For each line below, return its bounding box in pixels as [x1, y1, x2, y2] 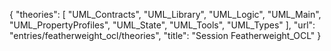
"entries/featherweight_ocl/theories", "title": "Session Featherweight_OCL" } [9, 30, 322, 41]
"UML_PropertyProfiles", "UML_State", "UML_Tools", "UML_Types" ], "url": [9, 19, 316, 31]
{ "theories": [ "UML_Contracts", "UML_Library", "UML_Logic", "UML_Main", [9, 9, 322, 20]
